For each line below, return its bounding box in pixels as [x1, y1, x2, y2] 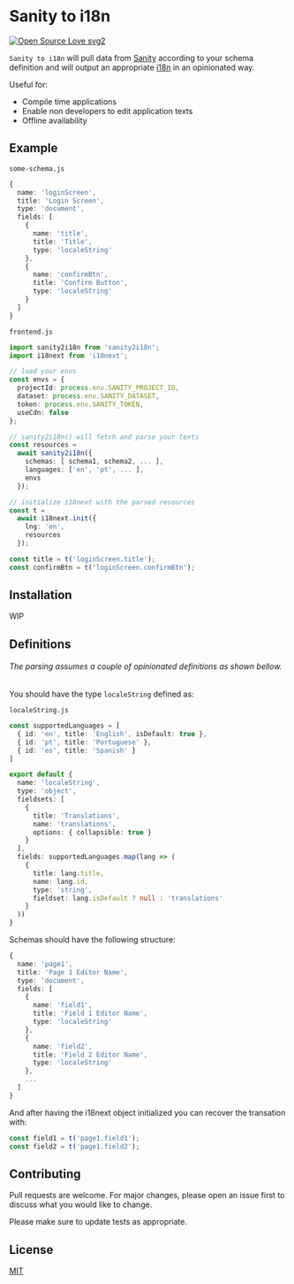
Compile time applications [21, 96, 117, 107]
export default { [9, 770, 73, 780]
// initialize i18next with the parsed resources [9, 497, 196, 506]
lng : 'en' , [25, 522, 65, 532]
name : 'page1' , [17, 959, 73, 968]
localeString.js [9, 706, 69, 715]
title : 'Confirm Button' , [32, 279, 128, 288]
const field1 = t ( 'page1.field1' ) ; [9, 1134, 140, 1142]
